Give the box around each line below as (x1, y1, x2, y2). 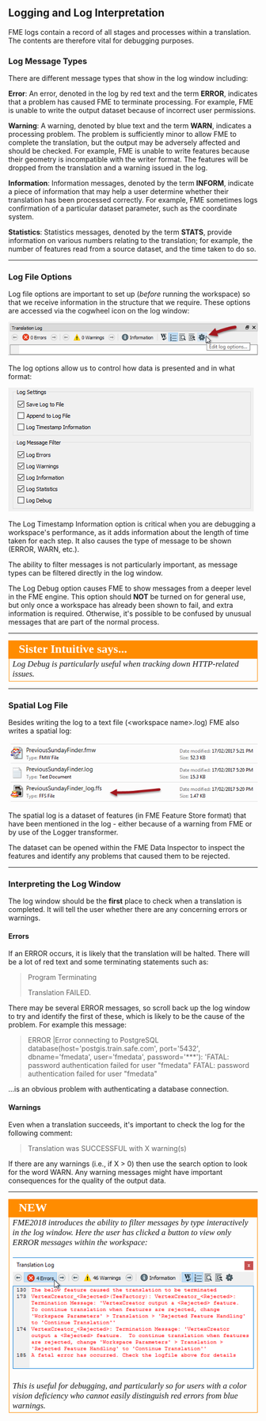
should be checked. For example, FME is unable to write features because (8, 146, 250, 156)
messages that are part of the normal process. (8, 617, 160, 627)
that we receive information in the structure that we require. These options (8, 298, 251, 307)
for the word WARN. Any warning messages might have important (8, 1168, 223, 1177)
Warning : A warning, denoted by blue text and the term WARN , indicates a (8, 121, 252, 131)
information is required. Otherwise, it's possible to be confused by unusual (8, 609, 252, 618)
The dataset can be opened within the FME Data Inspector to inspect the (8, 842, 245, 852)
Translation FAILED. (27, 988, 91, 997)
